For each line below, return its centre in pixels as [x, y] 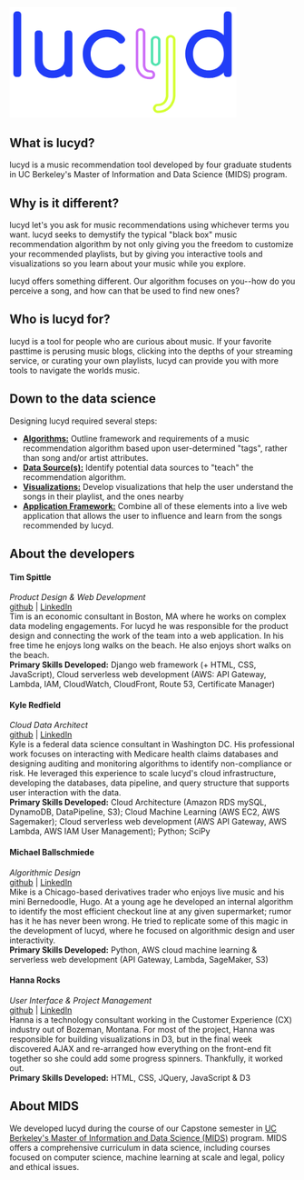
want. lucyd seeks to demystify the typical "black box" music [123, 235]
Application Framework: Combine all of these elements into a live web [155, 505]
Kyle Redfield [35, 705]
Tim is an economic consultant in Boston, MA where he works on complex [148, 616]
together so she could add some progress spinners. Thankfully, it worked [146, 1058]
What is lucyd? [52, 143]
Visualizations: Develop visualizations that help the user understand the [158, 486]
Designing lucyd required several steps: [83, 421]
